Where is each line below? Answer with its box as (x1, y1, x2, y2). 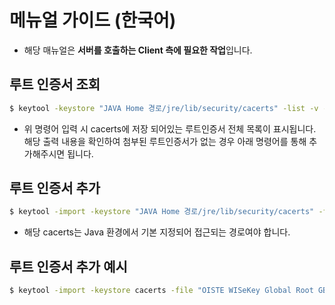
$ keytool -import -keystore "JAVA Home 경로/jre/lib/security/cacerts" (9, 207, 315, 217)
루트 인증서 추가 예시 (9, 258, 128, 275)
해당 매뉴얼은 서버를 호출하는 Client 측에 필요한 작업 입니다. (23, 44, 253, 56)
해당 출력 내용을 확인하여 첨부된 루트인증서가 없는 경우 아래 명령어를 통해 (23, 135, 307, 147)
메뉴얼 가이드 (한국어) (9, 9, 177, 32)
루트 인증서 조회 (9, 76, 101, 93)
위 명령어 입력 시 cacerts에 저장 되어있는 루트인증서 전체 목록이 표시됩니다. (23, 122, 317, 135)
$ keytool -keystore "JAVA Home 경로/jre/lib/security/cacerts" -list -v (9, 103, 319, 113)
